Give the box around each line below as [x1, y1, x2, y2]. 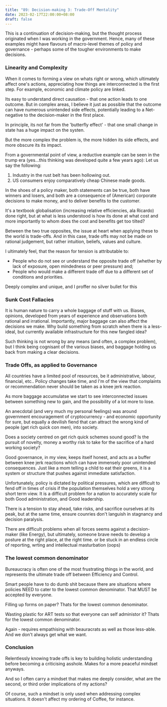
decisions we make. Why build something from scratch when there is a [5, 323, 151, 329]
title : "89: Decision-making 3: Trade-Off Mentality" [5, 7, 120, 13]
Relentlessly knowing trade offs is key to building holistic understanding [5, 655, 153, 661]
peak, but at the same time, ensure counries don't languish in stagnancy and [5, 511, 163, 517]
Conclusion [5, 644, 34, 651]
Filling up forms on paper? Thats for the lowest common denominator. [5, 601, 149, 607]
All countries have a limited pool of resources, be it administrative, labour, [5, 373, 156, 379]
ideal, [5, 329, 16, 335]
